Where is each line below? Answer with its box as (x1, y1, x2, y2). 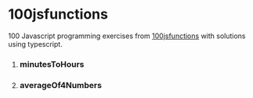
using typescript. (8, 39, 63, 48)
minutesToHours (19, 58, 85, 69)
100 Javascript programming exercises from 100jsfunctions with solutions (8, 31, 246, 40)
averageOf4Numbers (19, 79, 102, 90)
